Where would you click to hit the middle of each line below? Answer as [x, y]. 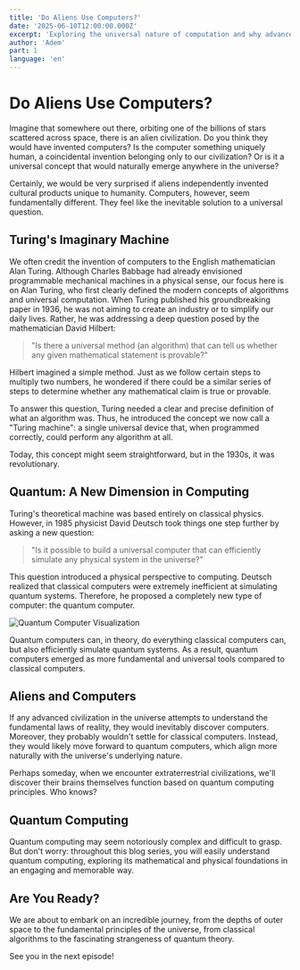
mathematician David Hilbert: [62, 328]
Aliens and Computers [73, 696]
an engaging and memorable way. [72, 870]
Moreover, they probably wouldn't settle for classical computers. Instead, [144, 737]
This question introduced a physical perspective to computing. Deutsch [141, 577]
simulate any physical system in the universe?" [117, 559]
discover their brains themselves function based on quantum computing [142, 782]
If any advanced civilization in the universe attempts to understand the [139, 718]
